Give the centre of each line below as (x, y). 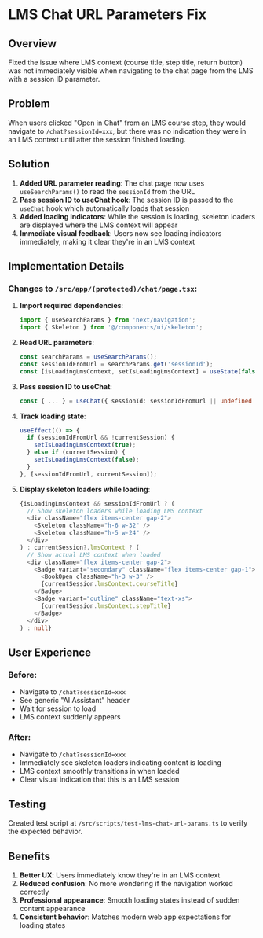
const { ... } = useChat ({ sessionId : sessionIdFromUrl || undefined (136, 401)
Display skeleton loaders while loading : (85, 489)
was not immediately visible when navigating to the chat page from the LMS (131, 71)
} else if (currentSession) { (76, 452)
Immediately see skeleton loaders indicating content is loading (120, 763)
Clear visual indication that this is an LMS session (99, 779)
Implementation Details (66, 266)
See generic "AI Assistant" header (75, 701)
